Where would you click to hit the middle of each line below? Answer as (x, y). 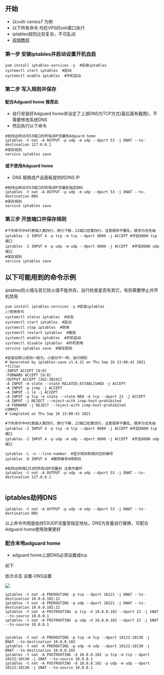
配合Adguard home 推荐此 (32, 102)
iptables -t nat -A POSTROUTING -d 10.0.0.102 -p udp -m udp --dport (78, 663)
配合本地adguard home (33, 543)
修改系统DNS (34, 120)
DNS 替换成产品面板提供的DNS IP (46, 177)
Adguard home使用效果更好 (33, 529)
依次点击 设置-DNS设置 (29, 576)
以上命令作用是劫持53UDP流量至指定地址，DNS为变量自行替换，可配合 (77, 523)
